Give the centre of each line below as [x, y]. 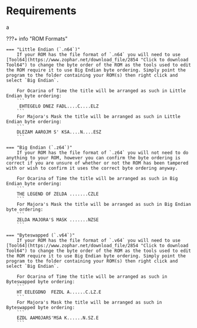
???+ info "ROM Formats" [37, 38]
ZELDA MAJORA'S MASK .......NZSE [58, 219]
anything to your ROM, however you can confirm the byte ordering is [93, 158]
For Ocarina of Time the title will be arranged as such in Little [101, 91]
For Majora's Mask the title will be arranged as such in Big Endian [104, 204]
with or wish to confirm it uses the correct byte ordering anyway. [92, 168]
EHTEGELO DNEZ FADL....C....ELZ [59, 106]
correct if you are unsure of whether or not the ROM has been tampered [97, 163]
